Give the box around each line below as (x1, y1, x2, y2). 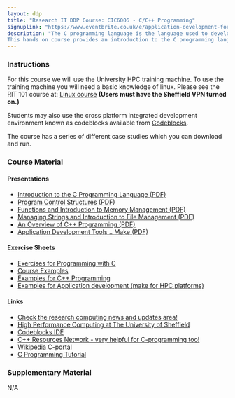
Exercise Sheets (7, 243, 55, 252)
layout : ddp (7, 10, 42, 18)
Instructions (7, 60, 50, 69)
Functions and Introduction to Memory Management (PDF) (17, 205, 186, 214)
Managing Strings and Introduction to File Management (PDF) (17, 212, 194, 221)
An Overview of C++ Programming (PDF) (17, 220, 136, 228)
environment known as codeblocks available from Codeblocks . (7, 118, 189, 127)
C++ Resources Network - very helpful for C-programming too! (17, 335, 200, 343)
